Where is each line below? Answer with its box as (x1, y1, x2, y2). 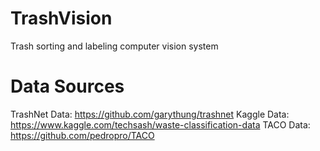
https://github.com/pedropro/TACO (10, 129, 155, 141)
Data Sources (10, 75, 125, 98)
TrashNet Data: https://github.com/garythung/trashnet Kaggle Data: (10, 108, 290, 120)
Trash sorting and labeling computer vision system (10, 40, 219, 52)
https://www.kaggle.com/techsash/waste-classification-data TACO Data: (10, 118, 311, 131)
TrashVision (10, 7, 113, 30)
